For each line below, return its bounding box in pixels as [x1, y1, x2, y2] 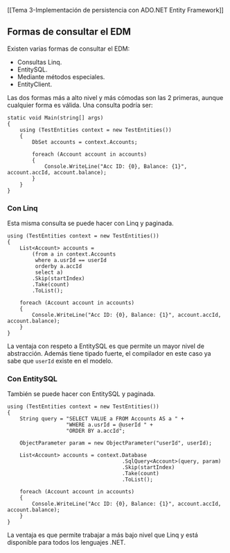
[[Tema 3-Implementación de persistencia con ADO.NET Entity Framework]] [7, 6, 224, 14]
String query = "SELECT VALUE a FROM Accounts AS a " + [19, 415, 185, 422]
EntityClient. [17, 80, 53, 88]
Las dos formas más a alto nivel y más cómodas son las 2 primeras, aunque [7, 93, 224, 101]
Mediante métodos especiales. [17, 72, 105, 81]
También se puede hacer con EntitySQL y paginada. [7, 390, 156, 398]
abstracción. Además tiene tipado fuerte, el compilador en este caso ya [7, 349, 211, 358]
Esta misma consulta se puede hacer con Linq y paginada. [7, 219, 175, 228]
